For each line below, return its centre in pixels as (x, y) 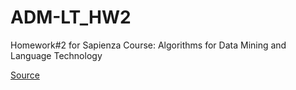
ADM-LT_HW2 (71, 17)
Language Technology (56, 55)
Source (25, 75)
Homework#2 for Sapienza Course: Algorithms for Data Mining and (148, 45)
